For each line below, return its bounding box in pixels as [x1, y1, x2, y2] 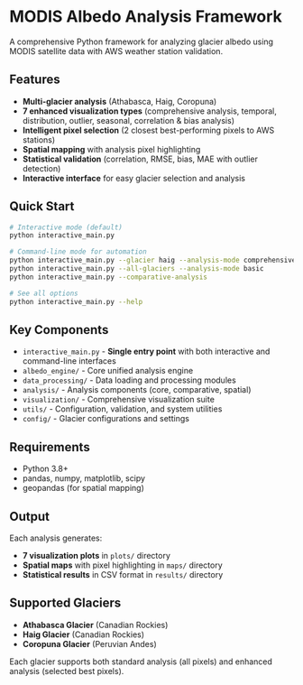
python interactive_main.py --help [9, 297, 143, 306]
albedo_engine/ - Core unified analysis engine [22, 366, 194, 376]
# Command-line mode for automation [9, 247, 147, 256]
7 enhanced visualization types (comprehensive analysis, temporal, [22, 106, 277, 116]
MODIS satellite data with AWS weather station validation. [9, 45, 224, 56]
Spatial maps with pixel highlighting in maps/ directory [22, 560, 223, 570]
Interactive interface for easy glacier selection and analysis [22, 172, 246, 183]
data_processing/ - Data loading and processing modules [22, 375, 236, 385]
